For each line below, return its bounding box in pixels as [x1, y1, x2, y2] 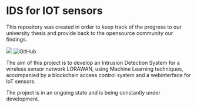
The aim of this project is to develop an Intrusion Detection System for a [6, 59, 181, 66]
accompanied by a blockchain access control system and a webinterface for [6, 71, 191, 78]
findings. [6, 36, 28, 43]
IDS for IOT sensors [6, 4, 103, 18]
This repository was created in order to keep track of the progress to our [6, 23, 182, 30]
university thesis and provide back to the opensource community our [6, 29, 173, 36]
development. [6, 95, 39, 102]
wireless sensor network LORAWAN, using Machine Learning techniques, [6, 65, 183, 72]
